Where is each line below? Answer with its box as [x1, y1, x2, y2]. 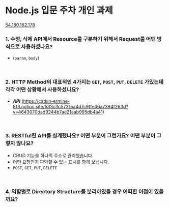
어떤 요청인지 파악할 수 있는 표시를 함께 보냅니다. [12, 159, 109, 165]
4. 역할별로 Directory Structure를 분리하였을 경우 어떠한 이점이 [5, 188, 153, 195]
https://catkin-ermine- [23, 98, 70, 104]
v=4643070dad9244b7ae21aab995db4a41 [12, 109, 103, 115]
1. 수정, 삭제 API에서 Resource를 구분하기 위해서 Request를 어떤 [5, 35, 156, 42]
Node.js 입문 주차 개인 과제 [5, 5, 114, 16]
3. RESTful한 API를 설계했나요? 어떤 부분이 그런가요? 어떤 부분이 [5, 132, 156, 139]
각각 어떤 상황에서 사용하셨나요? [5, 86, 79, 93]
